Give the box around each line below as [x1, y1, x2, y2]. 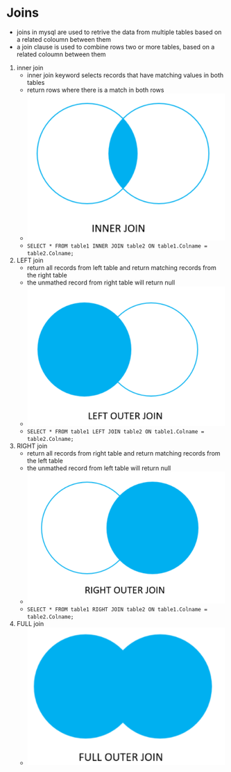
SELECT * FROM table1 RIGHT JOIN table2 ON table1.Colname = [26, 606, 207, 613]
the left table [26, 457, 63, 465]
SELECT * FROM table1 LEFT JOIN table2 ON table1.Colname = [26, 428, 205, 435]
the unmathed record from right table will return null [26, 278, 176, 287]
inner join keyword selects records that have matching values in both [26, 71, 224, 79]
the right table [26, 271, 67, 280]
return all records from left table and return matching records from [26, 264, 216, 272]
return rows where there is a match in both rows [26, 86, 164, 94]
